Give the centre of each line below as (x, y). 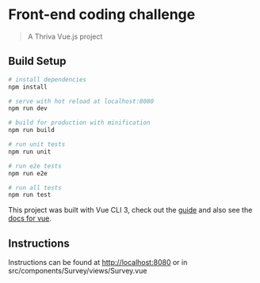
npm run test (30, 195)
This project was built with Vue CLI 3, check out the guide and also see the (130, 210)
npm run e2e (28, 173)
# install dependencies (48, 79)
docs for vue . (30, 218)
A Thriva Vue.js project (65, 36)
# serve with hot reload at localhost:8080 (81, 101)
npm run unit (30, 152)
